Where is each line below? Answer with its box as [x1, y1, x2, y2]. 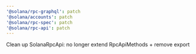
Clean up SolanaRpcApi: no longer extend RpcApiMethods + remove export [6, 41, 190, 48]
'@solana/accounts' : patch [6, 14, 73, 20]
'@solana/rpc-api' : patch [6, 25, 70, 31]
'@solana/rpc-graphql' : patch [6, 8, 81, 15]
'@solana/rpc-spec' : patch [6, 19, 73, 25]
